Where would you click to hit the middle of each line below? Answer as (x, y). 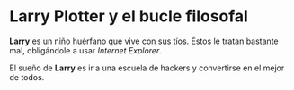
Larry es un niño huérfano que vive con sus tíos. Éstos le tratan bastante (144, 41)
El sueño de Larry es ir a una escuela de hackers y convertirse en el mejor (147, 68)
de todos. (27, 77)
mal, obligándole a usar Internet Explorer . (85, 50)
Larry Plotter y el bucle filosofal (129, 16)
